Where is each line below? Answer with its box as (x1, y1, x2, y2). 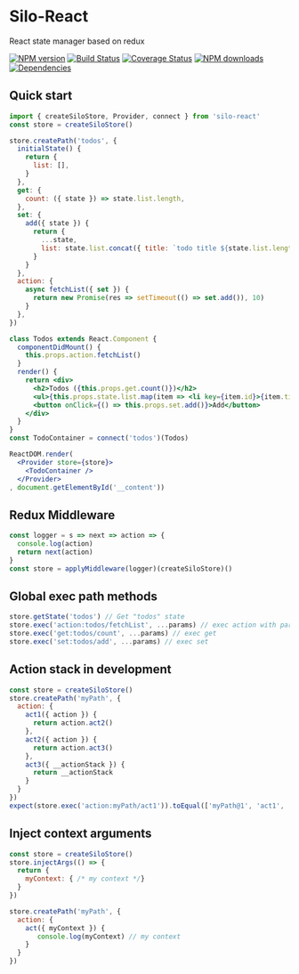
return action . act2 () (32, 718, 114, 727)
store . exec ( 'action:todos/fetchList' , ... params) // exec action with (9, 621, 277, 629)
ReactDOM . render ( (9, 450, 74, 459)
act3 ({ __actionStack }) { (25, 759, 125, 769)
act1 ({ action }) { (25, 710, 98, 719)
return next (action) (17, 548, 93, 556)
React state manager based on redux (9, 36, 145, 46)
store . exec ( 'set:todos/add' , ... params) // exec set (9, 637, 209, 646)
